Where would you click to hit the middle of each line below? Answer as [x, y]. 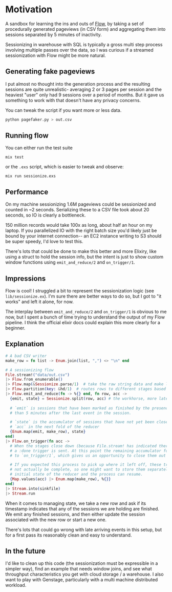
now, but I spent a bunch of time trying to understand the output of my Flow [85, 317]
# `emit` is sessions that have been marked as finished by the [80, 408]
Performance [27, 192]
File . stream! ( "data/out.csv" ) [38, 375]
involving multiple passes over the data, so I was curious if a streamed [79, 50]
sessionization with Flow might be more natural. [56, 55]
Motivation [29, 9]
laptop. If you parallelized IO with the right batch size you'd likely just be [81, 231]
